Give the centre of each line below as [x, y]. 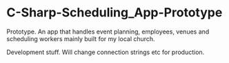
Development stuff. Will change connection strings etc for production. [106, 52]
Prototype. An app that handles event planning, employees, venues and [108, 32]
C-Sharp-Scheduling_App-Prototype [114, 13]
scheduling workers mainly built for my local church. [81, 38]
